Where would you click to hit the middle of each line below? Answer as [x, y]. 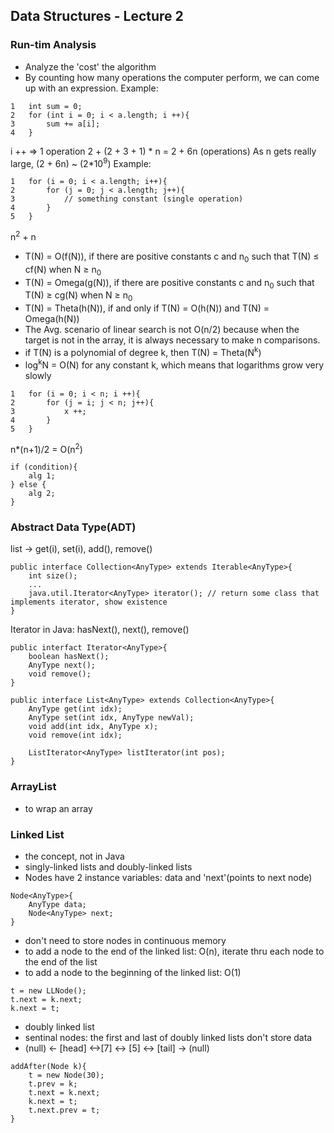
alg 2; [42, 494]
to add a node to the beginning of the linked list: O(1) [133, 973]
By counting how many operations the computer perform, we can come [172, 77]
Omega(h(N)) [52, 319]
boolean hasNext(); [69, 657]
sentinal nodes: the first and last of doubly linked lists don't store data [168, 1038]
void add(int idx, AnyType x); [93, 727]
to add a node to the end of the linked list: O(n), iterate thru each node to [174, 951]
